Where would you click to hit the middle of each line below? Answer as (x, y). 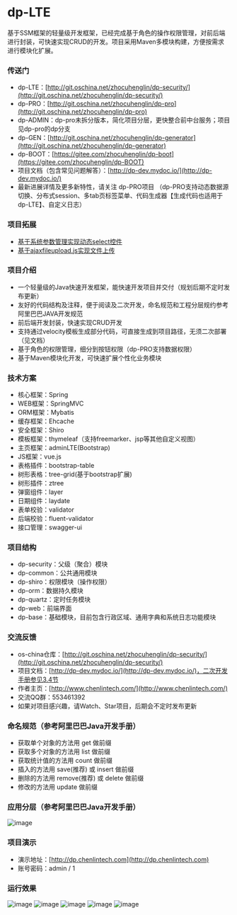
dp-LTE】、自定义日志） (52, 205)
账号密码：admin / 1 (46, 868)
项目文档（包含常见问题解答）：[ (64, 171)
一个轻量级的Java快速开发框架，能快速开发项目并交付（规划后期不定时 (121, 287)
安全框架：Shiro (41, 430)
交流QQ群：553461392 (51, 697)
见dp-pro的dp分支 (44, 129)
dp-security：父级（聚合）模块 (63, 564)
